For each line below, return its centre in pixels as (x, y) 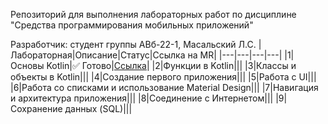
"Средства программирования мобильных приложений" (132, 25)
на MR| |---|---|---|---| (235, 55)
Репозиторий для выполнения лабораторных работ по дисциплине (153, 14)
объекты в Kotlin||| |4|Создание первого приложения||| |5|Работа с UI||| (163, 77)
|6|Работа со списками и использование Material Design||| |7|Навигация (164, 87)
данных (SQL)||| (98, 108)
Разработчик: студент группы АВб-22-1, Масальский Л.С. (133, 44)
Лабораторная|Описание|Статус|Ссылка (98, 55)
